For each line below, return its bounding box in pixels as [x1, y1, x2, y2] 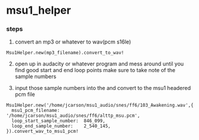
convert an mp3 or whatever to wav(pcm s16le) [14, 38, 131, 45]
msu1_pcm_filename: [11, 108, 60, 114]
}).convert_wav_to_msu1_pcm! [6, 129, 79, 135]
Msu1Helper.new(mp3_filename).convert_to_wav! [6, 50, 124, 56]
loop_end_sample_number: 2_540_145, [11, 123, 111, 129]
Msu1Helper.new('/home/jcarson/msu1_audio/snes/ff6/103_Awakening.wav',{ [6, 102, 194, 108]
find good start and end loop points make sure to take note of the [14, 67, 176, 74]
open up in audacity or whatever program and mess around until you [14, 60, 184, 67]
